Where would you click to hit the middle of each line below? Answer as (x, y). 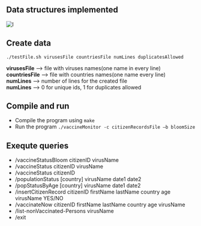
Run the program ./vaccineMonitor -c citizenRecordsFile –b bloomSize (105, 127)
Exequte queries (37, 145)
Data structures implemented (62, 10)
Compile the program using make (55, 120)
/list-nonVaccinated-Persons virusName (64, 211)
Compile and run (38, 106)
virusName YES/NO (39, 198)
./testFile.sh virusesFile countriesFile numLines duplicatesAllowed (95, 57)
